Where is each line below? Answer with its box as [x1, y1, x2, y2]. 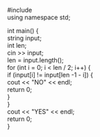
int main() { [7, 27, 40, 35]
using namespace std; [7, 13, 71, 21]
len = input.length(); [7, 56, 64, 64]
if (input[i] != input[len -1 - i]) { [7, 71, 94, 79]
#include [7, 6, 33, 14]
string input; [7, 34, 42, 42]
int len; [7, 42, 27, 49]
